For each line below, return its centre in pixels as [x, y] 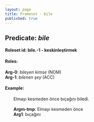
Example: [15, 88]
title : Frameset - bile [29, 14]
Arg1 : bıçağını [27, 114]
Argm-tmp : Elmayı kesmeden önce [48, 109]
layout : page [18, 9]
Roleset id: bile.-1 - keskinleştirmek [41, 50]
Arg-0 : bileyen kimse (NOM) [33, 72]
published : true [21, 18]
